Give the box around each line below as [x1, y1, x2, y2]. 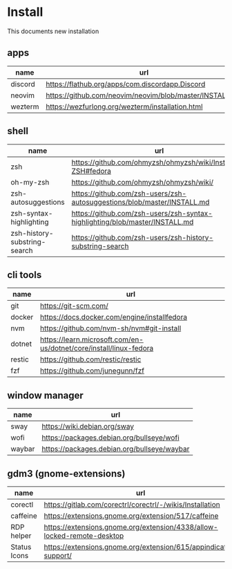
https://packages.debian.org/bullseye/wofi [41, 433, 180, 442]
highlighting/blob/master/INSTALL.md [71, 217, 194, 227]
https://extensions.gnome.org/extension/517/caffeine [43, 511, 219, 521]
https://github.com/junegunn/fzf [40, 366, 145, 375]
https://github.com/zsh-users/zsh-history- [71, 232, 214, 242]
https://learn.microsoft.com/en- [40, 335, 144, 344]
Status [10, 542, 32, 552]
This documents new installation [7, 27, 99, 35]
